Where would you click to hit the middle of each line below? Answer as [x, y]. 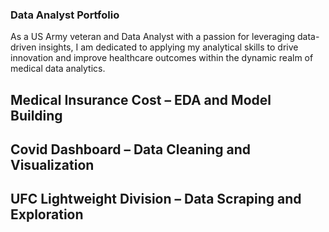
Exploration [47, 214]
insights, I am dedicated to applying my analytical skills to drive [168, 47]
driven [23, 47]
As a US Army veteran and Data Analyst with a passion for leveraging [153, 37]
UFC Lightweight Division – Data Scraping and [156, 199]
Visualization [52, 165]
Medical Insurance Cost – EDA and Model [141, 99]
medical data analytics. [58, 69]
